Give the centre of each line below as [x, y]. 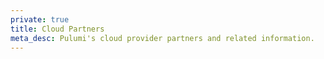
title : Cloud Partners [57, 29]
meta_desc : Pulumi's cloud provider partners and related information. [162, 38]
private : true [40, 19]
